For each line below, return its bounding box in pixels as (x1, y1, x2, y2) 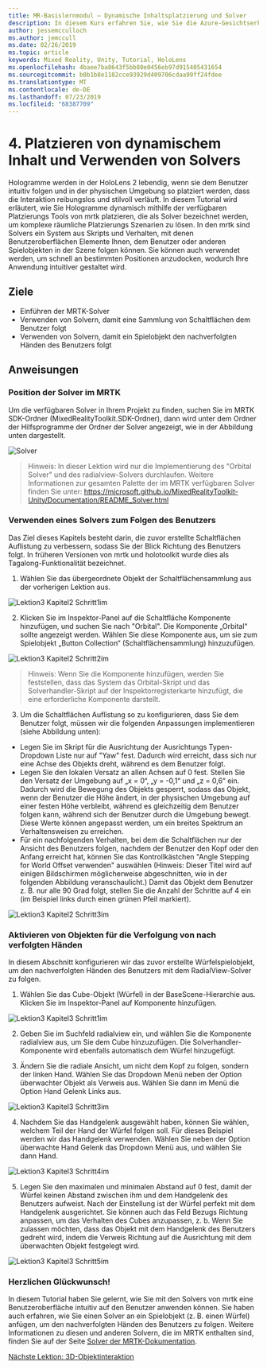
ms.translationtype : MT (8, 78, 87, 86)
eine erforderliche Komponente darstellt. (27, 694, 161, 704)
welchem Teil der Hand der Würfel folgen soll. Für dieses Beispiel (19, 1126, 234, 1135)
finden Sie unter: (27, 487, 83, 496)
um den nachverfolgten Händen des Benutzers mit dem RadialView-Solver (8, 966, 252, 975)
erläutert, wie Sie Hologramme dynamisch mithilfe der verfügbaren (8, 204, 227, 213)
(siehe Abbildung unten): (19, 727, 102, 736)
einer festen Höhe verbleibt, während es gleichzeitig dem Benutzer (19, 801, 239, 811)
